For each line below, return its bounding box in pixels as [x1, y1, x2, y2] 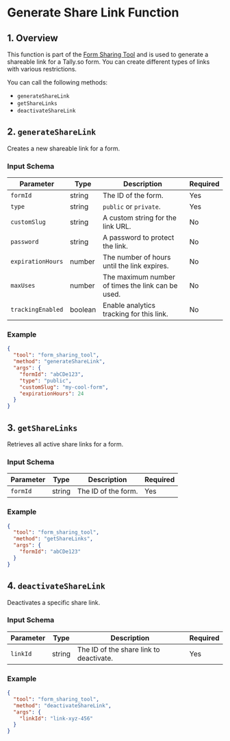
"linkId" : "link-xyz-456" [19, 715, 94, 722]
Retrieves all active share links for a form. [7, 440, 124, 448]
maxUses [10, 282, 36, 290]
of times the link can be [102, 281, 178, 290]
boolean [69, 305, 97, 315]
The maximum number [102, 273, 176, 282]
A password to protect [102, 233, 175, 242]
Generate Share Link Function [7, 5, 179, 21]
